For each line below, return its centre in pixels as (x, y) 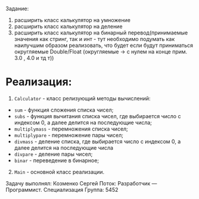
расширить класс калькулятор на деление (68, 26)
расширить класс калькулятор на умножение (72, 20)
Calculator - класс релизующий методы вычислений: (82, 98)
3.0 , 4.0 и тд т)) (34, 58)
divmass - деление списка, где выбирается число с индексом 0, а (97, 141)
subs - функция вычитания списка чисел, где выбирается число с (97, 116)
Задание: (17, 9)
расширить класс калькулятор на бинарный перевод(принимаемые (101, 33)
